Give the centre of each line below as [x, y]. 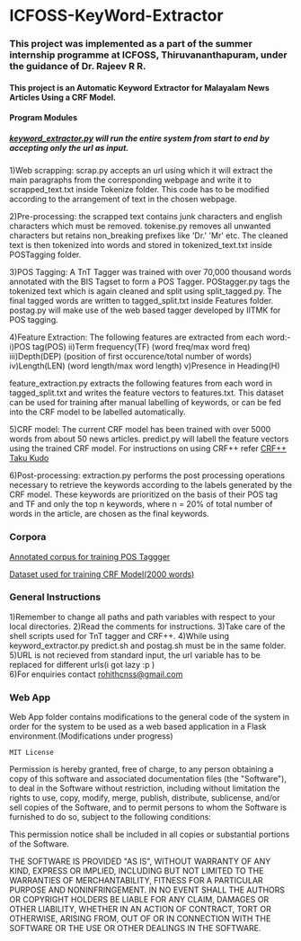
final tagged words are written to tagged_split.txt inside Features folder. [142, 301]
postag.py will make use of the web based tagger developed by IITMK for [145, 310]
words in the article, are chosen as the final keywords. [109, 514]
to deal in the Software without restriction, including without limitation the [145, 788]
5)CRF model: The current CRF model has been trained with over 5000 [140, 430]
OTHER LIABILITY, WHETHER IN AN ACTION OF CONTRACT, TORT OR [140, 910]
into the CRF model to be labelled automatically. [97, 412]
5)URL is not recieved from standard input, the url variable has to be [135, 655]
